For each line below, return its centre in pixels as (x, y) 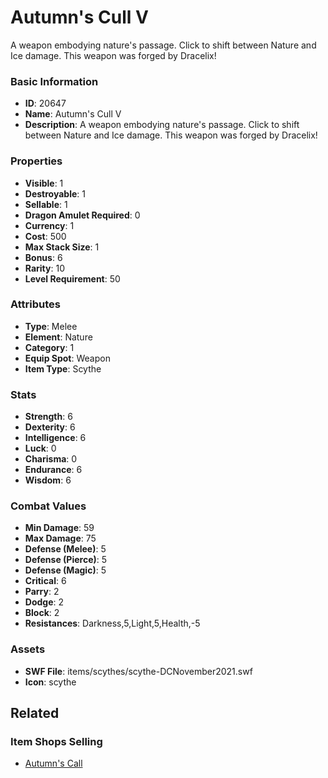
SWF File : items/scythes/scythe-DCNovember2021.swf (138, 671)
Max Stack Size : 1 (62, 247)
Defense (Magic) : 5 (65, 570)
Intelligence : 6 (55, 438)
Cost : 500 (45, 236)
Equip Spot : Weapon (67, 358)
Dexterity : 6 (50, 427)
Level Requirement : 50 (72, 278)
